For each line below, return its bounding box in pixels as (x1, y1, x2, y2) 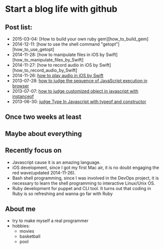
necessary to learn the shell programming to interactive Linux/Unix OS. (12, 180, 156, 186)
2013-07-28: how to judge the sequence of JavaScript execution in (12, 78, 148, 83)
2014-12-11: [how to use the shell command (12, 41, 100, 47)
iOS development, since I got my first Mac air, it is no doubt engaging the (12, 165, 159, 170)
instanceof (12, 93, 34, 99)
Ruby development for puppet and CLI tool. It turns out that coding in (12, 185, 151, 191)
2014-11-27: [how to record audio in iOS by (12, 62, 98, 68)
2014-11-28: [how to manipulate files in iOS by (12, 52, 105, 57)
